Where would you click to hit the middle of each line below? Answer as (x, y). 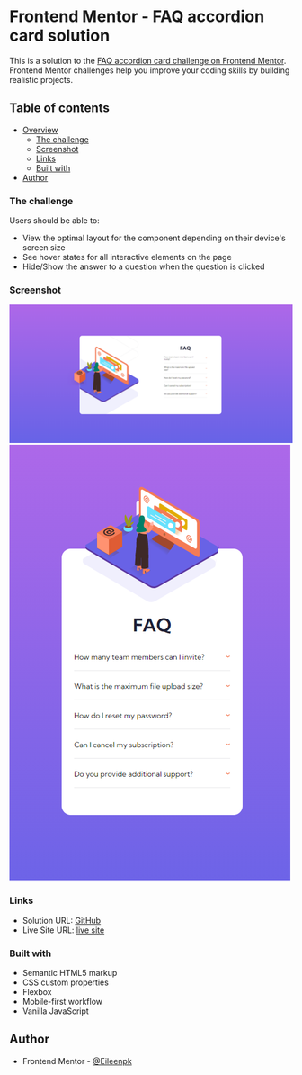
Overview (40, 130)
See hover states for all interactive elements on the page (127, 257)
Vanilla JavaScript (56, 1011)
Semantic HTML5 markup (70, 973)
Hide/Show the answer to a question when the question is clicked (143, 266)
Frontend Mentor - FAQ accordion (137, 17)
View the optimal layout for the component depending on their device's (154, 238)
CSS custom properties (66, 982)
